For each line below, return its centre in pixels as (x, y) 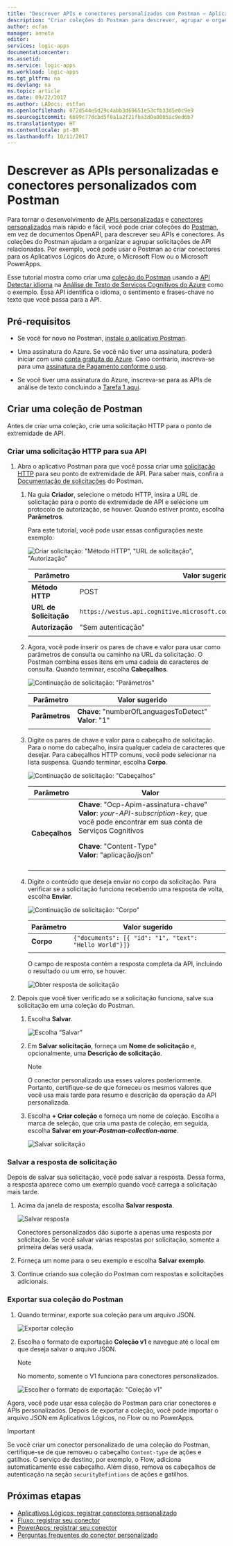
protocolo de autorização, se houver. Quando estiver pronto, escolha (126, 510)
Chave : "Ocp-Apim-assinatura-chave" (143, 805)
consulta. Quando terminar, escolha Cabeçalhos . (98, 669)
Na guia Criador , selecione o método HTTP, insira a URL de (113, 495)
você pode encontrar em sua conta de (141, 822)
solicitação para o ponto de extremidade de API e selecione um (118, 502)
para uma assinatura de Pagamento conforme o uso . (92, 366)
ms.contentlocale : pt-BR (43, 130)
